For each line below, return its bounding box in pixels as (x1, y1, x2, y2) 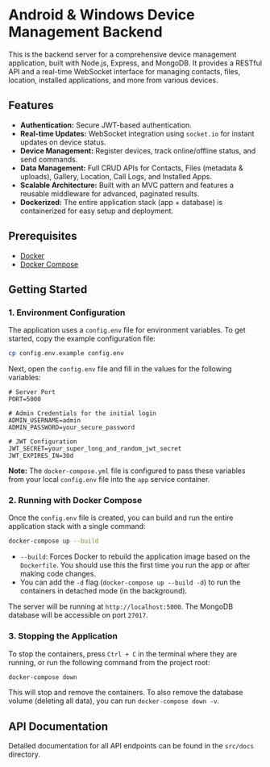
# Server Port (8, 388, 56, 396)
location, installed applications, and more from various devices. (8, 75, 219, 85)
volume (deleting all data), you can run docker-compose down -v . (8, 696, 220, 706)
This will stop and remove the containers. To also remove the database (8, 688, 243, 698)
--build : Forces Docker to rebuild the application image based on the (19, 551, 251, 562)
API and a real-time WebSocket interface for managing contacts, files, (8, 66, 240, 76)
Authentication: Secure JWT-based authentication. (19, 119, 192, 130)
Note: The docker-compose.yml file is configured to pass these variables (8, 466, 246, 476)
